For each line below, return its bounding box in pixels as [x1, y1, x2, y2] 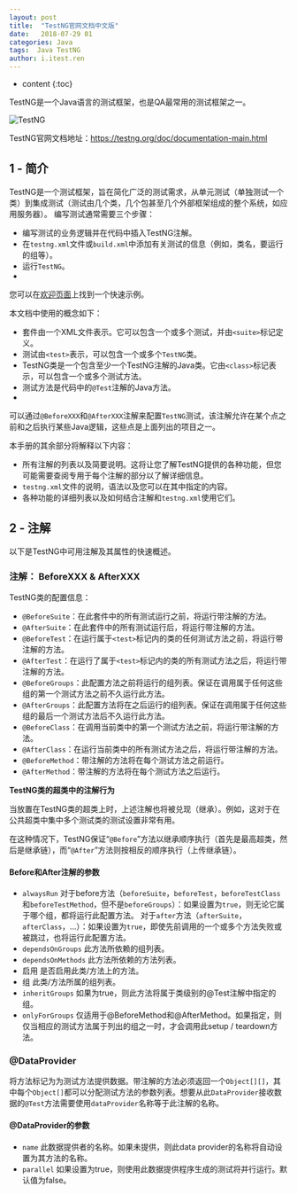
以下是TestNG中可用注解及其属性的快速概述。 [9, 546, 177, 557]
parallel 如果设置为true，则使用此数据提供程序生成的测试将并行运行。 [21, 1163, 280, 1174]
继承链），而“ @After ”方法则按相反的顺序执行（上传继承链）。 [24, 844, 241, 855]
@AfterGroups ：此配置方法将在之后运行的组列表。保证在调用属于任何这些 [21, 699, 287, 710]
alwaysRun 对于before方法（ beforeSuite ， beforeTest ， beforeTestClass [21, 888, 281, 899]
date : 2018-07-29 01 [9, 29, 93, 38]
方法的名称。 [45, 1152, 93, 1163]
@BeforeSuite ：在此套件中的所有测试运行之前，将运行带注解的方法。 [21, 611, 271, 621]
